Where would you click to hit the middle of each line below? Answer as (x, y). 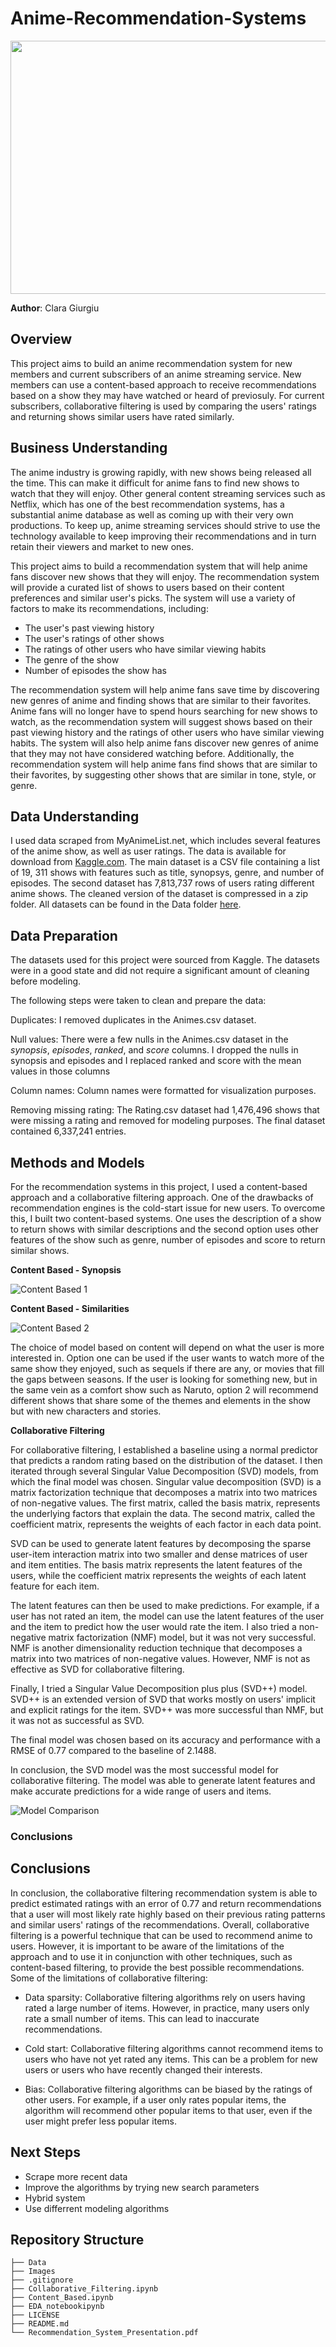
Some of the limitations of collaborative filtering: (109, 1978)
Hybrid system (55, 2198)
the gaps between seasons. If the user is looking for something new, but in (164, 1379)
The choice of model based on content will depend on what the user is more (167, 1347)
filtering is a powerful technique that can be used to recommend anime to (161, 1935)
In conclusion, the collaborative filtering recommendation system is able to (164, 1893)
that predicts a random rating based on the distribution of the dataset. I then (166, 1460)
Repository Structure (77, 2239)
